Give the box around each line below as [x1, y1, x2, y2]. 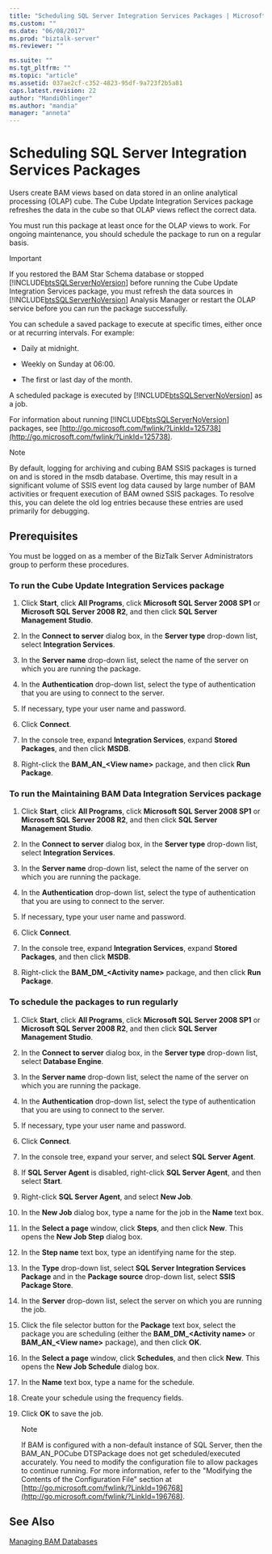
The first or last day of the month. [20, 375, 133, 385]
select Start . [20, 1176, 63, 1185]
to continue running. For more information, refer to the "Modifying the [20, 1465, 253, 1476]
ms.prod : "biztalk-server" [9, 34, 100, 43]
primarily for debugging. [9, 506, 90, 516]
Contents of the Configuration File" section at [20, 1474, 172, 1484]
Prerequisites [9, 530, 78, 543]
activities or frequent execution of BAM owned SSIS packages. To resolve [9, 489, 255, 499]
